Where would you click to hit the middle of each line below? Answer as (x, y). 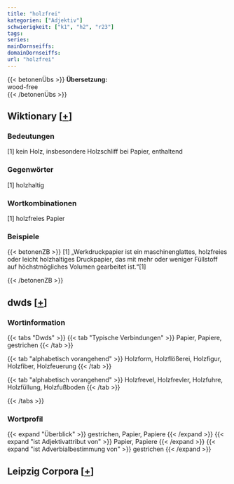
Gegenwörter (30, 170)
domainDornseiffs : (34, 53)
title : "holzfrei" (34, 14)
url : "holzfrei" (31, 60)
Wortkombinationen (42, 203)
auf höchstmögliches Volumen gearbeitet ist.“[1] (77, 267)
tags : (15, 33)
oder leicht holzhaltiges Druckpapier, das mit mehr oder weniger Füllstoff (113, 260)
